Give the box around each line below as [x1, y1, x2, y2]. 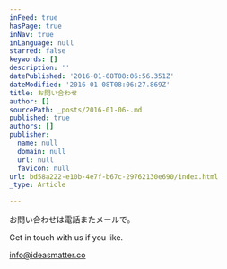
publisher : [9, 130, 50, 139]
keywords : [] [9, 55, 58, 64]
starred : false [9, 47, 66, 56]
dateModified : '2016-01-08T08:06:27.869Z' [9, 80, 170, 89]
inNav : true [9, 30, 54, 39]
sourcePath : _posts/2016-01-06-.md [9, 105, 143, 114]
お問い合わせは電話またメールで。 [9, 214, 135, 225]
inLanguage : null [9, 38, 74, 48]
